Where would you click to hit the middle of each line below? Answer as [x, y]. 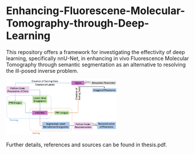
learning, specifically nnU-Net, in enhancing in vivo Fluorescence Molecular [97, 58]
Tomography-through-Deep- [78, 23]
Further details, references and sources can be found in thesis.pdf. [86, 145]
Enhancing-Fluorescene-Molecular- [96, 11]
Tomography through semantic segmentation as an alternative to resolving [96, 64]
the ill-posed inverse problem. [42, 71]
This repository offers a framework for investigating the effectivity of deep [96, 52]
